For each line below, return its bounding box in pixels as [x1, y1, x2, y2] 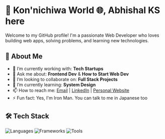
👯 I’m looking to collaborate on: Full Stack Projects [12, 76, 118, 82]
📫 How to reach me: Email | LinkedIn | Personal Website [12, 87, 130, 93]
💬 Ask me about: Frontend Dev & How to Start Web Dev [12, 71, 129, 77]
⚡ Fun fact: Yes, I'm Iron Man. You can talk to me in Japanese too [12, 95, 147, 101]
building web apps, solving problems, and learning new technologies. [5, 37, 149, 43]
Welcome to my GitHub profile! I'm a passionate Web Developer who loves [5, 32, 159, 38]
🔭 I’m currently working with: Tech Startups [12, 65, 104, 72]
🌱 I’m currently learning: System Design [12, 82, 96, 88]
